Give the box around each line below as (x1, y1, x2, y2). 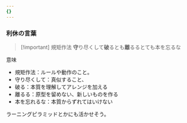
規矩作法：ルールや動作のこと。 (14, 68, 93, 75)
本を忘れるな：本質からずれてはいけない (14, 98, 113, 105)
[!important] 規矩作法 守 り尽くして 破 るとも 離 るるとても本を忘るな (20, 44, 181, 51)
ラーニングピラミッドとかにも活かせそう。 (6, 110, 110, 118)
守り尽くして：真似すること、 (14, 76, 87, 83)
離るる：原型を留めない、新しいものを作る (14, 91, 119, 98)
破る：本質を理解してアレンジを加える (14, 83, 108, 90)
